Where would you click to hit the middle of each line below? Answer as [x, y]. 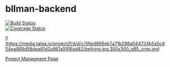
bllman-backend [41, 9]
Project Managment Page [32, 58]
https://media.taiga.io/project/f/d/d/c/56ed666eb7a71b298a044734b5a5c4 [86, 43]
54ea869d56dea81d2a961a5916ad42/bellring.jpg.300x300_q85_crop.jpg [82, 49]
